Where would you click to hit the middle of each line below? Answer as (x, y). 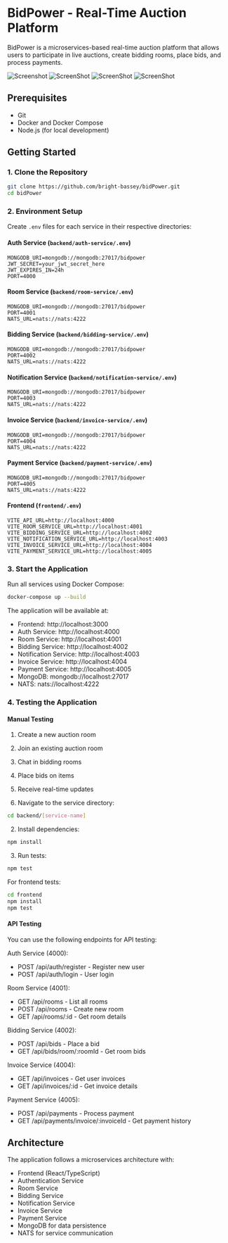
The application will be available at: (58, 611)
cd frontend (25, 895)
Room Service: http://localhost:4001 (69, 639)
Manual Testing (31, 719)
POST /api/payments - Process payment (76, 1113)
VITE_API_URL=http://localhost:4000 (61, 520)
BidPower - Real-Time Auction (97, 13)
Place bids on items (46, 776)
